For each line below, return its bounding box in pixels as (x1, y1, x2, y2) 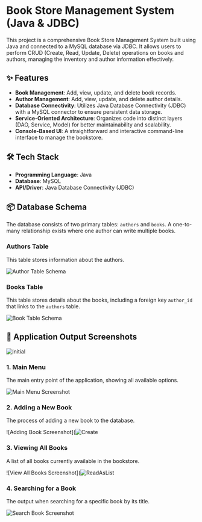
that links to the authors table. (6, 302, 80, 310)
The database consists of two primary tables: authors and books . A (6, 221, 172, 228)
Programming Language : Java (14, 171, 92, 178)
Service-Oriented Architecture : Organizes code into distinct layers (14, 114, 183, 122)
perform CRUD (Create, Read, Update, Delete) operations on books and (6, 49, 184, 56)
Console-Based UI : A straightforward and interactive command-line (14, 127, 184, 134)
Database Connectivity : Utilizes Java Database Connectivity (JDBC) (14, 102, 186, 109)
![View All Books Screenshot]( (6, 469, 81, 476)
